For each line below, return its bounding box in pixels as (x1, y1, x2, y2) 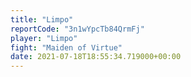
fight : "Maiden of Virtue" (10, 42, 123, 53)
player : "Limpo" (10, 33, 78, 43)
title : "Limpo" (10, 14, 74, 25)
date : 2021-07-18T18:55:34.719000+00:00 (10, 52, 182, 62)
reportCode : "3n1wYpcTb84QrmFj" (10, 24, 145, 34)
